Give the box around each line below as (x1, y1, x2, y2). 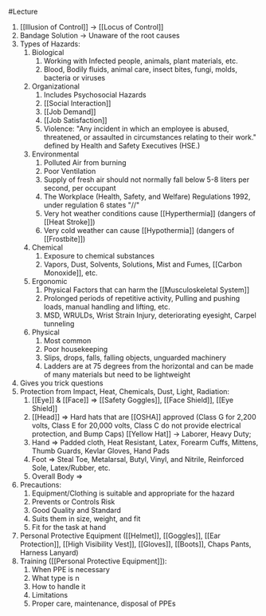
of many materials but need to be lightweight (43, 370, 191, 379)
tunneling (43, 319, 75, 328)
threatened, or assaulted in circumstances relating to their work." (43, 132, 257, 142)
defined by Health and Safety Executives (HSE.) (43, 141, 201, 150)
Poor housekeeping (43, 345, 108, 353)
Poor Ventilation (43, 167, 96, 176)
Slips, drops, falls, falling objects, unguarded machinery (43, 353, 227, 362)
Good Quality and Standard (31, 506, 122, 515)
